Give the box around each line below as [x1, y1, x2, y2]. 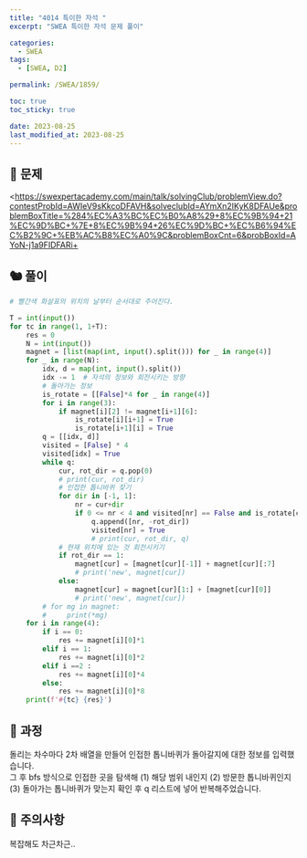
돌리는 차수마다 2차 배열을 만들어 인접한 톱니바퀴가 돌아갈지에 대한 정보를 [9, 748, 271, 759]
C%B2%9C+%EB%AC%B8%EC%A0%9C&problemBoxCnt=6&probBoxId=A [9, 230, 297, 241]
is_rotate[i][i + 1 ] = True [74, 415, 174, 424]
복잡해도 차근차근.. [9, 838, 76, 849]
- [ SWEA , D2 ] [17, 64, 68, 73]
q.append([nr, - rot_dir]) [90, 517, 190, 526]
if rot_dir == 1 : [58, 551, 125, 560]
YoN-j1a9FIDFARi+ [9, 239, 79, 251]
